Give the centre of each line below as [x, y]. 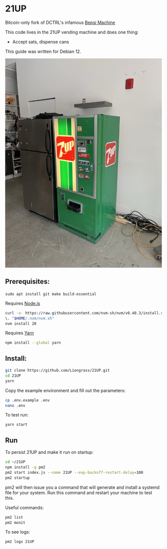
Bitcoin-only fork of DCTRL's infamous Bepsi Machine [60, 22]
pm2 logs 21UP [20, 542]
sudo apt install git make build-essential [51, 294]
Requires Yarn [19, 333]
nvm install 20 [21, 324]
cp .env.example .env [28, 400]
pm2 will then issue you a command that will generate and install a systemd [83, 487]
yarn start [16, 425]
